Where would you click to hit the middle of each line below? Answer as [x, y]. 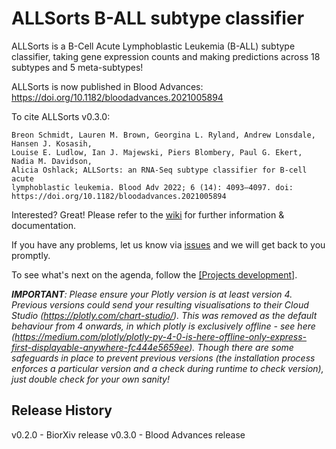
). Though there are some [241, 347]
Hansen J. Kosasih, [52, 143]
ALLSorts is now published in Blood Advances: [107, 86]
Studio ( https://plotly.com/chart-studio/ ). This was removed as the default [164, 315]
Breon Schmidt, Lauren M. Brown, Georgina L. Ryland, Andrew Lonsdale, [163, 135]
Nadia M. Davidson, [52, 161]
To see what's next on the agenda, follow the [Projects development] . [154, 274]
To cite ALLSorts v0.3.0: [61, 116]
